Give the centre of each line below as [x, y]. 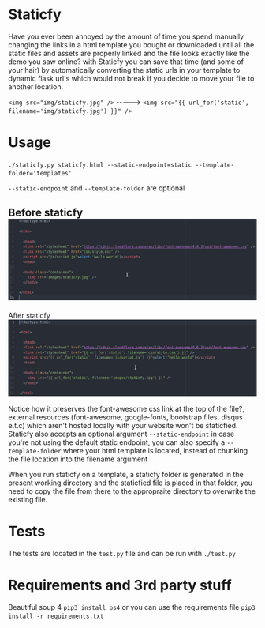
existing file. [28, 500]
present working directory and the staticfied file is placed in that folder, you [131, 483]
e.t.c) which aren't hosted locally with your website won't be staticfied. [123, 426]
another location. [36, 86]
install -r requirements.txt [56, 616]
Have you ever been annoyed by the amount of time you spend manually [126, 36]
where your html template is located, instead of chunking [155, 451]
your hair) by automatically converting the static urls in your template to [124, 70]
